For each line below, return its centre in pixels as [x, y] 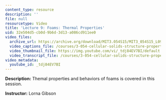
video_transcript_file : [34, 55]
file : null [16, 19]
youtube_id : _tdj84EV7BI [35, 65]
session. [14, 84]
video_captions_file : [32, 46]
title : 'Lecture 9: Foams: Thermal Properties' [55, 28]
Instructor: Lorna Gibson [31, 94]
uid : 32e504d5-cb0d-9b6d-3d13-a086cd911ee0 [51, 33]
